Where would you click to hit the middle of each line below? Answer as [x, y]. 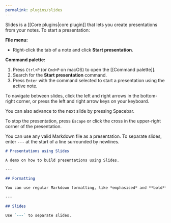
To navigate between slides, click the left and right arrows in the [72, 95]
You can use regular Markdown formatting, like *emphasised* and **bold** [86, 188]
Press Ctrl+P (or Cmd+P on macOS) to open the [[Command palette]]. [84, 69]
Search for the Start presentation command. [60, 75]
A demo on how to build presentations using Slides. [62, 160]
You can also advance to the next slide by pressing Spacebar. [70, 111]
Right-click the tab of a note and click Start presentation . [73, 49]
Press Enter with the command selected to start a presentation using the [89, 80]
